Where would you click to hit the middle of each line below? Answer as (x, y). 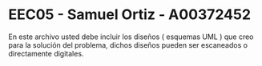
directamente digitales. (46, 53)
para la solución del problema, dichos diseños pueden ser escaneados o (128, 45)
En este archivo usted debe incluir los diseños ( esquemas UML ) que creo (131, 37)
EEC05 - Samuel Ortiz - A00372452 (129, 15)
